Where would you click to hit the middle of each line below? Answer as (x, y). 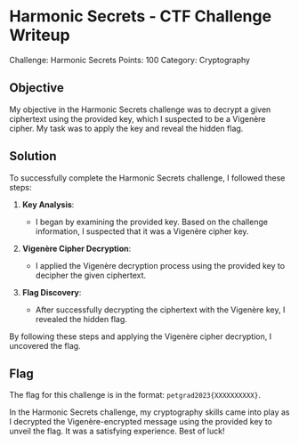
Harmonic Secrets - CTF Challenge (141, 16)
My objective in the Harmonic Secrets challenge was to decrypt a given (140, 109)
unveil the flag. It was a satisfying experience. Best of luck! (117, 431)
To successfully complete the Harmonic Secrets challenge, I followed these (147, 178)
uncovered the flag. (45, 345)
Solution (33, 156)
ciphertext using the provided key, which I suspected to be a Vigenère (137, 118)
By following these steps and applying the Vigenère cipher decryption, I (141, 336)
